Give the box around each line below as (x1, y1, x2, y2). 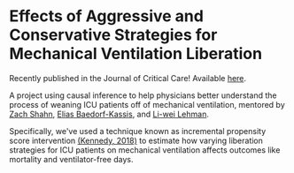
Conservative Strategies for (9, 25, 218, 45)
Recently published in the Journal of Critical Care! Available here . (9, 72, 246, 83)
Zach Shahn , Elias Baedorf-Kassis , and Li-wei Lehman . (9, 109, 210, 119)
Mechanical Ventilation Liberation (9, 44, 263, 64)
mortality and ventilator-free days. (9, 154, 134, 164)
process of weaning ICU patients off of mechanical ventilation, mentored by (9, 99, 285, 109)
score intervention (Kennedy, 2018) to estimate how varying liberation (9, 135, 264, 146)
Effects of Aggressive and (9, 6, 204, 26)
